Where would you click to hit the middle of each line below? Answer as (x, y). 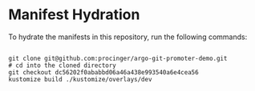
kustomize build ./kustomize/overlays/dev (80, 79)
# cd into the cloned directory (62, 65)
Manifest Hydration (74, 15)
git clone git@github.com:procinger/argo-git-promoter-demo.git (118, 58)
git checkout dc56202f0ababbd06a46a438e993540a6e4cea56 (103, 72)
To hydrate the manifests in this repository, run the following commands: (128, 37)
